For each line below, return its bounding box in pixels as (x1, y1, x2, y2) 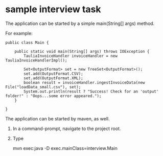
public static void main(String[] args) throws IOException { (14, 49, 150, 54)
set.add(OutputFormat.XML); (24, 75, 83, 81)
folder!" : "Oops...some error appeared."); (5, 93, 102, 99)
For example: (5, 30, 33, 36)
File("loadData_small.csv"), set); (5, 84, 81, 89)
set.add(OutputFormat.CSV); (24, 71, 83, 76)
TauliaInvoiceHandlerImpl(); (5, 57, 67, 63)
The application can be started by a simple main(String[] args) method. (5, 20, 155, 26)
